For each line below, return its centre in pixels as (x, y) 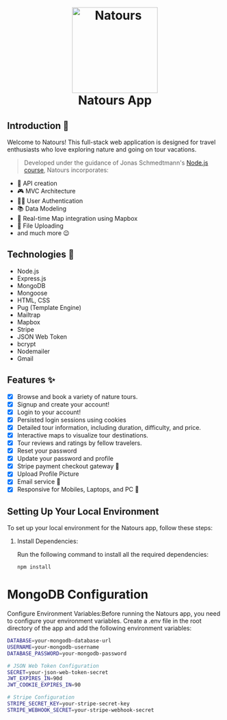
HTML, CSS (33, 300)
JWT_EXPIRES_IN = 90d (35, 679)
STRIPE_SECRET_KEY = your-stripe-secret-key (68, 704)
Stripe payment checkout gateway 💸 (68, 466)
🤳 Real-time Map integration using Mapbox (77, 218)
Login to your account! (49, 412)
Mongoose (32, 293)
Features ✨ (31, 380)
